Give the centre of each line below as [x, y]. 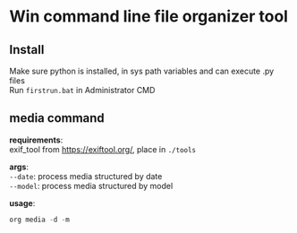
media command [57, 118]
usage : [22, 203]
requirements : [36, 140]
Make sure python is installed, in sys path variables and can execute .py [142, 71]
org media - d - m [39, 220]
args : [19, 167]
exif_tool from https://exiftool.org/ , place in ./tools [103, 149]
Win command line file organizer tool [149, 17]
